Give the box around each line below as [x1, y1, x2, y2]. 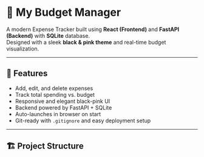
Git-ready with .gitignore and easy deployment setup [15, 117, 151, 124]
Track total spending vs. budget [15, 91, 95, 98]
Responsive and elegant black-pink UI [15, 97, 110, 105]
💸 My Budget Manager [6, 5, 121, 19]
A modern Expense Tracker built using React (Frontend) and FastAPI [6, 26, 180, 33]
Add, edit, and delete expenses [15, 85, 93, 92]
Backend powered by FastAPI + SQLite [15, 103, 112, 111]
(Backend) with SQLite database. [6, 32, 90, 39]
